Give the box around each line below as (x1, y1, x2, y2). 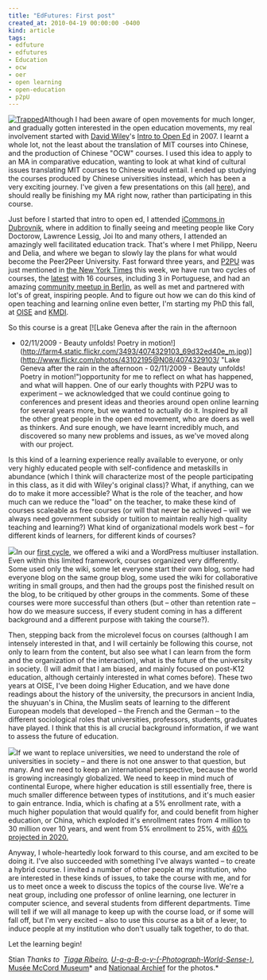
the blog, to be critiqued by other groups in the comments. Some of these (8, 590, 250, 599)
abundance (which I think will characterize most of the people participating (8, 472, 253, 482)
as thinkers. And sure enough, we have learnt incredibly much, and (19, 423, 239, 432)
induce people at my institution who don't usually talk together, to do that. (8, 924, 250, 934)
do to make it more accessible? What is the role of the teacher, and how (8, 489, 243, 498)
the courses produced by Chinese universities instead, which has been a (8, 174, 246, 184)
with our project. (19, 440, 74, 449)
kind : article (8, 26, 56, 34)
